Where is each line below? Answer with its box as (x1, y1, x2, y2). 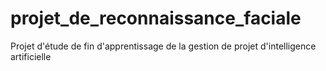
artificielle (10, 50, 52, 62)
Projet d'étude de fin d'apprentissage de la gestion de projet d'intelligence (10, 40, 317, 52)
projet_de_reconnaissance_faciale (10, 7, 302, 30)
